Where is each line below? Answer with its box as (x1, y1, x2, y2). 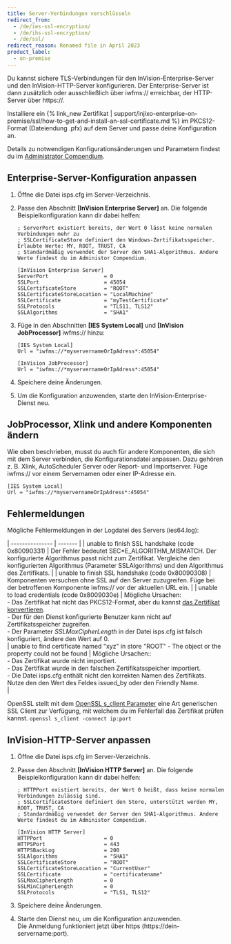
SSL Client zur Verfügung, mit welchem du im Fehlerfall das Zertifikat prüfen (7, 707, 224, 715)
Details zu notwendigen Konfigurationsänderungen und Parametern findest (7, 144, 221, 153)
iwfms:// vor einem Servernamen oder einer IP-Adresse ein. (7, 470, 177, 478)
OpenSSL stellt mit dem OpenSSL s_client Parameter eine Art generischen (7, 700, 218, 708)
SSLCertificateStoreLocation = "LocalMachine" (17, 291, 154, 297)
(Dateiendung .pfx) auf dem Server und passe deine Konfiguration (28, 124, 217, 132)
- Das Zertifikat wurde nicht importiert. (7, 657, 117, 665)
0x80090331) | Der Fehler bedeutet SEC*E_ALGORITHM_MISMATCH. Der (7, 547, 217, 555)
